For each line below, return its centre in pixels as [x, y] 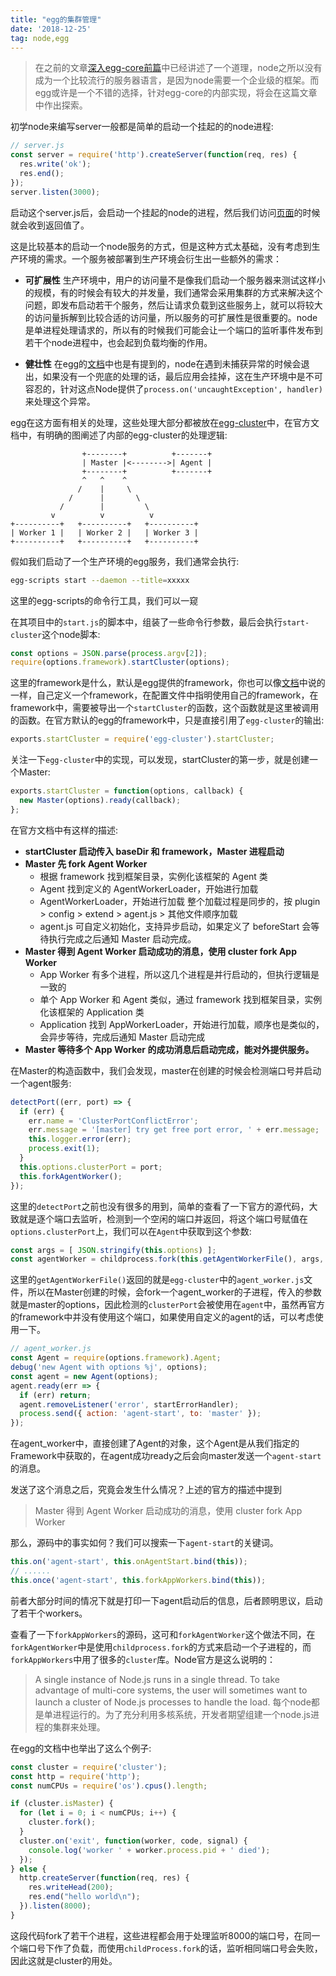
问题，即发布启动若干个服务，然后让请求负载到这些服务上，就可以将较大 [173, 305]
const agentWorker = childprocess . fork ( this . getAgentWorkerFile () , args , [167, 1259]
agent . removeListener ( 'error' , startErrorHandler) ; [129, 1404]
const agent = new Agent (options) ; [84, 1376]
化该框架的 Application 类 [92, 1012]
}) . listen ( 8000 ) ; [55, 1906]
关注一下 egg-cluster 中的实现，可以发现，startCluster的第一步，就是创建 [160, 760]
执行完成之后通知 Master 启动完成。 [122, 938]
